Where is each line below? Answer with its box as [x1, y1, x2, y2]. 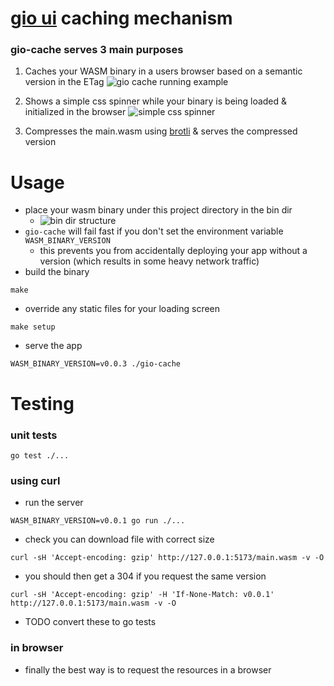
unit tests [10, 428, 58, 442]
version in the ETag [24, 76, 105, 88]
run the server [24, 497, 84, 509]
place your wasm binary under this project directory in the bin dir [24, 204, 293, 216]
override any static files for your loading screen [24, 303, 221, 315]
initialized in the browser [24, 106, 127, 118]
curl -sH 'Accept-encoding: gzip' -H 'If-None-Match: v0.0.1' [10, 590, 275, 600]
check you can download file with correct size [24, 533, 215, 546]
